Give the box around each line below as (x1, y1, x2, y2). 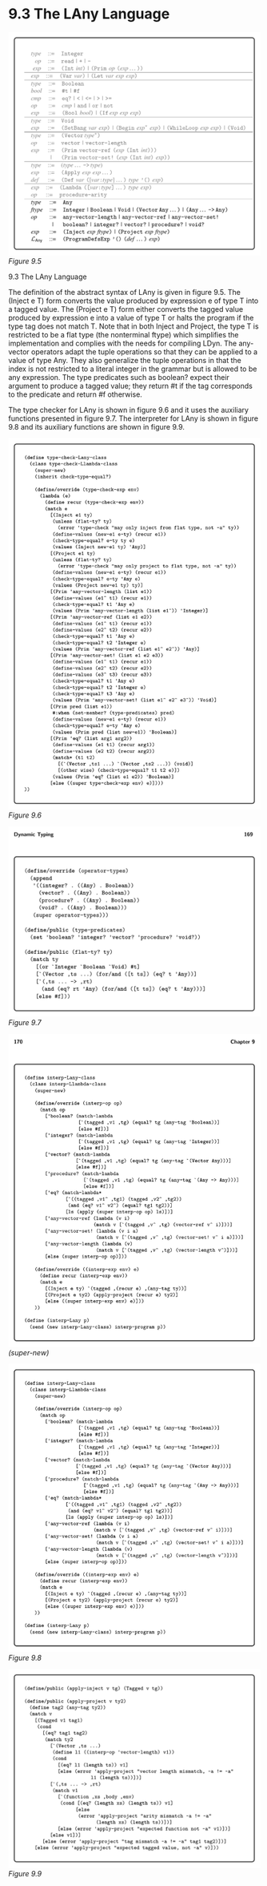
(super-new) (8, 1347, 50, 1357)
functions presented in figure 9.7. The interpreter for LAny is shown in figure (8, 414, 258, 423)
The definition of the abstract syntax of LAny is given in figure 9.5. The (8, 288, 241, 297)
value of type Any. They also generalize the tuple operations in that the (8, 356, 241, 365)
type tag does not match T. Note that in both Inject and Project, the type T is (8, 321, 259, 331)
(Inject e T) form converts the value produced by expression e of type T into (8, 296, 259, 305)
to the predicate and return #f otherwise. (8, 390, 142, 399)
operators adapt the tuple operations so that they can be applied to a (30, 347, 258, 357)
